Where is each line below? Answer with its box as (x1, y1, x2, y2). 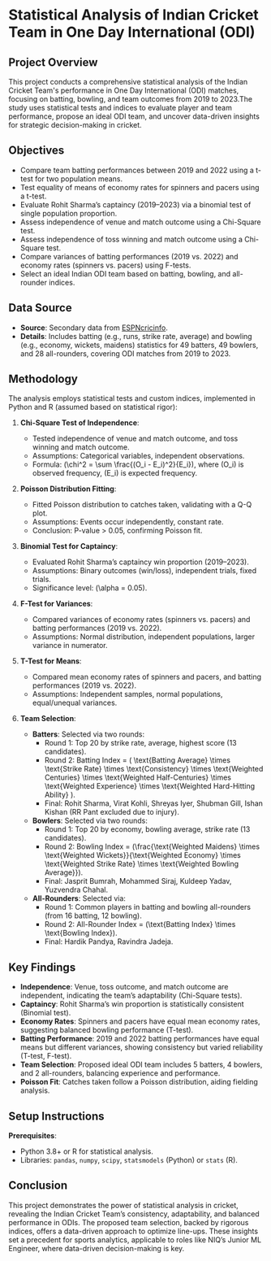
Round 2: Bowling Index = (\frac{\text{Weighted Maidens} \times (44, 841, 260, 851)
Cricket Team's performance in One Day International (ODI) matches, (8, 85, 239, 95)
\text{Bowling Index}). (44, 928, 118, 938)
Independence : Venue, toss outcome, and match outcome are (19, 982, 229, 992)
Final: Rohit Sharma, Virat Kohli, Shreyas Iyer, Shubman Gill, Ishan (44, 798, 264, 808)
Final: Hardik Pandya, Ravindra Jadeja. (44, 937, 174, 946)
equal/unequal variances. (32, 698, 118, 708)
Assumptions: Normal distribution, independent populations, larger (32, 632, 256, 641)
